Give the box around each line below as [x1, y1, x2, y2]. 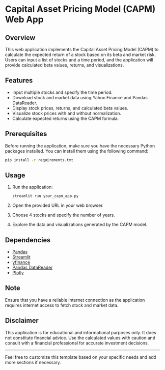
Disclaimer [5, 316, 39, 325]
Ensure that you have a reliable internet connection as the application [5, 297, 145, 303]
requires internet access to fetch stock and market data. [5, 302, 119, 308]
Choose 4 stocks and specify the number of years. [12, 212, 115, 218]
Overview [5, 33, 36, 42]
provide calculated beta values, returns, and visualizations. [5, 62, 124, 68]
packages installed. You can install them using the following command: [5, 148, 149, 154]
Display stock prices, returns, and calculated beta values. [12, 105, 129, 111]
